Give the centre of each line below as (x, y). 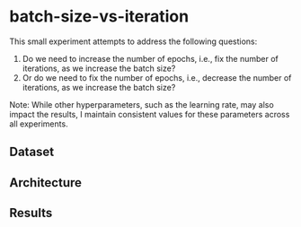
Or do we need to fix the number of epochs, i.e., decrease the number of (157, 77)
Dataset (32, 152)
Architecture (46, 183)
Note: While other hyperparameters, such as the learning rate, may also (142, 104)
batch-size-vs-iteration (99, 17)
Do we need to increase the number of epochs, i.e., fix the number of (150, 58)
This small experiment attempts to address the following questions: (133, 41)
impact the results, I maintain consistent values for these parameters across (150, 114)
